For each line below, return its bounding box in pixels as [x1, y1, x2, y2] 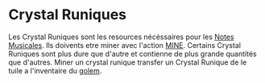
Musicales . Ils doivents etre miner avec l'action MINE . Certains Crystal [8, 40, 242, 49]
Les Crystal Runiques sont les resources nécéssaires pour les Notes [8, 32, 235, 41]
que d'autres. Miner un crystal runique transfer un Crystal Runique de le [8, 57, 247, 67]
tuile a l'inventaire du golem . [8, 65, 102, 75]
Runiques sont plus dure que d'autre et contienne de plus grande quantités [8, 49, 257, 58]
